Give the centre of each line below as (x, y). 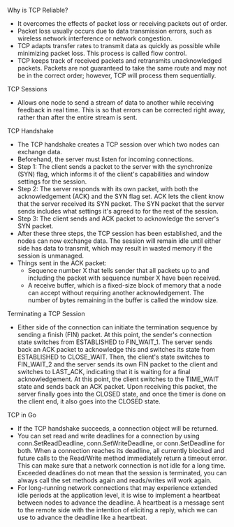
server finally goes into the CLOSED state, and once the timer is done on (122, 394)
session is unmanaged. (51, 255)
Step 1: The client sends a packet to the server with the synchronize (115, 166)
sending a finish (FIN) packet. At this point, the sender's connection (115, 335)
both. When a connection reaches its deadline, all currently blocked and (121, 451)
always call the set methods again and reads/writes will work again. (114, 480)
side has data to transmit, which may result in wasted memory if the (115, 248)
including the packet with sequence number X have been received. (124, 278)
